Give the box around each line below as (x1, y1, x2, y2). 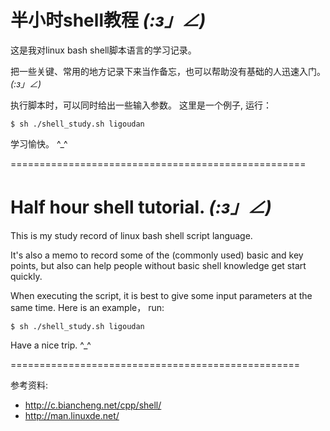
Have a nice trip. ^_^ (10, 339, 92, 351)
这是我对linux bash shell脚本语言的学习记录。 (10, 44, 197, 56)
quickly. (10, 270, 43, 282)
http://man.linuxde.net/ (24, 409, 120, 421)
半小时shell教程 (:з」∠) (10, 9, 207, 32)
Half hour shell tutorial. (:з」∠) (10, 196, 272, 219)
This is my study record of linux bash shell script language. (10, 229, 253, 241)
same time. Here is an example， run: (10, 301, 165, 313)
